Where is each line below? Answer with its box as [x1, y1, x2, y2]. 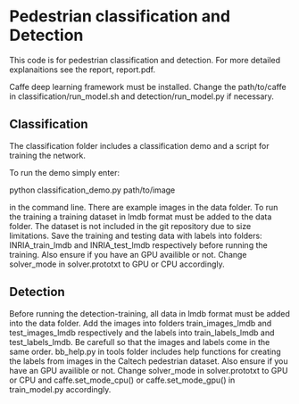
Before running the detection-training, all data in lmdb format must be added [9, 308, 290, 318]
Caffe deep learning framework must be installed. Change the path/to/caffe [9, 81, 287, 92]
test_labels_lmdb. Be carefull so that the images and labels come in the [9, 336, 270, 347]
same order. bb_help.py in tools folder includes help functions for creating [9, 346, 281, 357]
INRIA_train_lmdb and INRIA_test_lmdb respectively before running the [9, 239, 268, 251]
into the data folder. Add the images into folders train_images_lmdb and [9, 317, 272, 328]
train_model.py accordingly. [9, 383, 112, 394]
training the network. [9, 150, 87, 161]
